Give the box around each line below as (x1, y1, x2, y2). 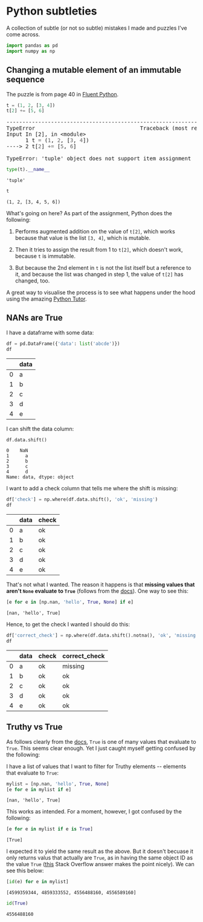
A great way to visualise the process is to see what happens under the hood (6, 289, 195, 296)
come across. (6, 30, 40, 38)
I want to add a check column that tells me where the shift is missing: (6, 485, 178, 492)
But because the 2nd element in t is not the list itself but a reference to (14, 264, 192, 271)
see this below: (6, 867, 44, 874)
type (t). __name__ (6, 167, 50, 173)
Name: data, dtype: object (6, 474, 74, 480)
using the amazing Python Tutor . (6, 295, 87, 302)
